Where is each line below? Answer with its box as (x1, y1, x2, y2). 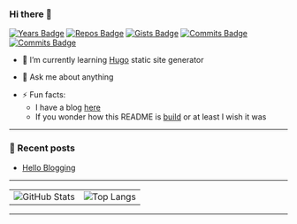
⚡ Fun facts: (21, 89, 66, 100)
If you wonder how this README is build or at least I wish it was (34, 112, 267, 122)
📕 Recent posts (9, 142, 75, 154)
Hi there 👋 (9, 8, 53, 20)
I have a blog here (34, 102, 102, 113)
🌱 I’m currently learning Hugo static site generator (21, 55, 204, 66)
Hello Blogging (21, 162, 76, 173)
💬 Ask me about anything (21, 72, 114, 82)
